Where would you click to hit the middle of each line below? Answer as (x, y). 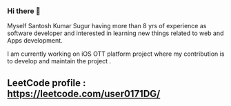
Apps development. (35, 41)
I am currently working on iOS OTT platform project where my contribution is (116, 54)
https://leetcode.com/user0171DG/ (84, 93)
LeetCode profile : (47, 83)
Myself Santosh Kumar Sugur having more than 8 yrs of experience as (107, 26)
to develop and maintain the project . (59, 61)
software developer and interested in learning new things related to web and (115, 33)
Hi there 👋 (24, 11)
